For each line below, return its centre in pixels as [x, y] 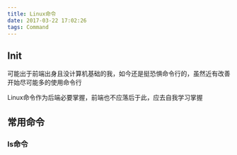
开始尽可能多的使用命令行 [45, 83]
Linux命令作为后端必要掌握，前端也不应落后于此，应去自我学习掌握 [105, 98]
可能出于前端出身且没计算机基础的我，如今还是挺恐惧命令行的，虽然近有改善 [119, 74]
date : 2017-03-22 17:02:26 [47, 21]
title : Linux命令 [32, 14]
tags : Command [28, 27]
